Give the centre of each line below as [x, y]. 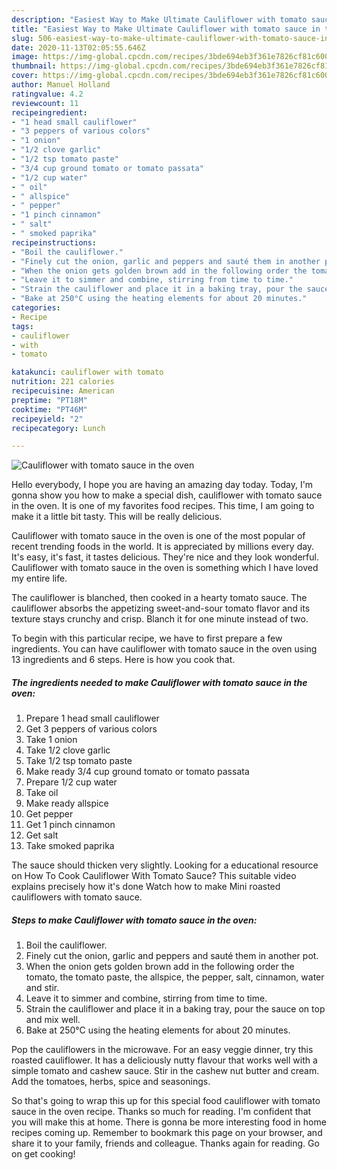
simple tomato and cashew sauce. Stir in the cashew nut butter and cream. [165, 1071]
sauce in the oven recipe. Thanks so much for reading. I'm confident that [161, 1112]
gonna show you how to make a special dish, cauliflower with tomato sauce [167, 495]
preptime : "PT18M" [49, 400]
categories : [36, 308]
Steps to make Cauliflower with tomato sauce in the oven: [134, 920]
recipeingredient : [49, 112]
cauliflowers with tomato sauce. [77, 897]
